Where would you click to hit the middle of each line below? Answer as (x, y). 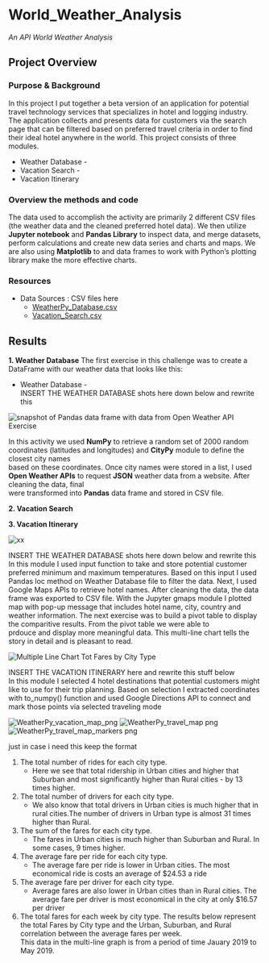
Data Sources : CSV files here (69, 298)
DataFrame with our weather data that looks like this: (96, 369)
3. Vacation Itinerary (43, 524)
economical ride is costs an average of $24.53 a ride (120, 873)
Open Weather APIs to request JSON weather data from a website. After (129, 476)
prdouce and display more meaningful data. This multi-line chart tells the (129, 633)
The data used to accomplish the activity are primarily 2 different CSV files (132, 217)
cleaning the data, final (46, 485)
